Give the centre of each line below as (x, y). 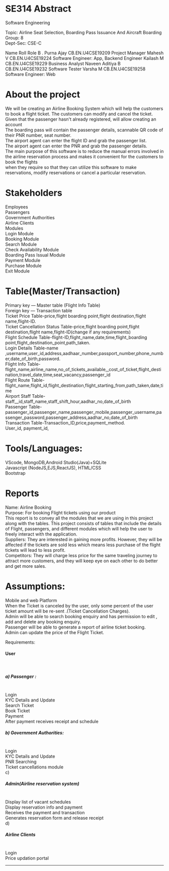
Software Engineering (28, 23)
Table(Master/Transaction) (63, 291)
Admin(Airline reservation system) (42, 784)
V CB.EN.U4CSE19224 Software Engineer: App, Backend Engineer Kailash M (84, 58)
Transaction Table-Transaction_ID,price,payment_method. (65, 422)
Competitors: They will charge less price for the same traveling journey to (81, 555)
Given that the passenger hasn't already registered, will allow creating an (81, 119)
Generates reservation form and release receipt (55, 818)
